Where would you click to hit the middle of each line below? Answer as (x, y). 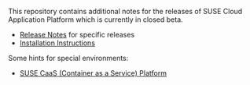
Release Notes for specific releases (77, 35)
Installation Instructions (57, 43)
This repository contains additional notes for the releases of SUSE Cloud (125, 11)
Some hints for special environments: (68, 58)
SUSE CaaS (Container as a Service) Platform (93, 73)
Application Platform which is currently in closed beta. (96, 19)
